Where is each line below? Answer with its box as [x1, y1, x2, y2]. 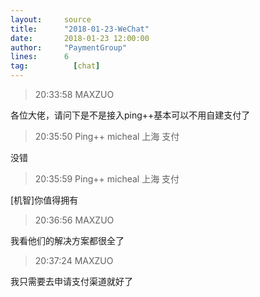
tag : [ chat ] [10, 61, 101, 71]
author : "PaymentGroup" [10, 42, 128, 53]
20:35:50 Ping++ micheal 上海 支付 [34, 131, 180, 142]
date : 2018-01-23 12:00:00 [10, 33, 150, 43]
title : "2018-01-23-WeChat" [10, 24, 150, 34]
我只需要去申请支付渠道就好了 [10, 276, 133, 287]
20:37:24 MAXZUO [34, 255, 114, 266]
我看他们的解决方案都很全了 [10, 235, 125, 246]
